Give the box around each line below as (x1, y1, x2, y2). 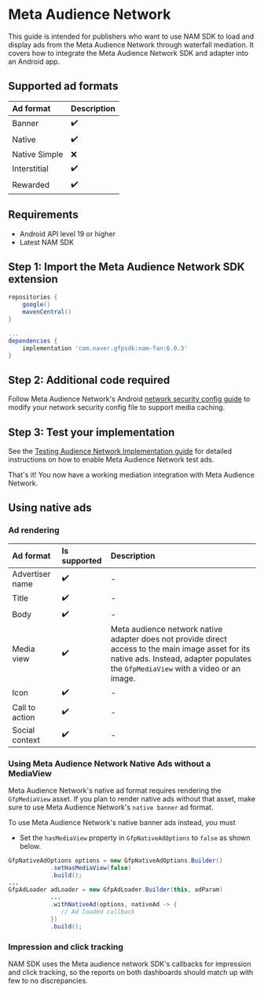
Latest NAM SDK (19, 237, 75, 247)
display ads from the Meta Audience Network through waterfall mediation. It (8, 39, 254, 49)
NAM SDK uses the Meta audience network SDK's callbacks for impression (8, 959, 251, 969)
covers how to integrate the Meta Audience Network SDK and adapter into (8, 48, 249, 58)
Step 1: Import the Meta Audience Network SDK (8, 260, 245, 273)
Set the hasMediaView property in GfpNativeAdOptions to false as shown (19, 833, 251, 842)
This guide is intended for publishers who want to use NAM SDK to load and (8, 32, 255, 41)
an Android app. (8, 57, 60, 66)
